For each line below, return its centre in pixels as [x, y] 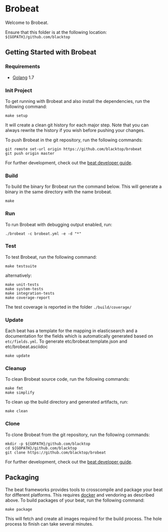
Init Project [19, 90]
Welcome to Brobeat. [27, 22]
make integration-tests [30, 293]
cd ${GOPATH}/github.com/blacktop [41, 448]
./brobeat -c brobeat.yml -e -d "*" [43, 234]
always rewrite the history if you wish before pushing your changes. [75, 130]
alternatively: [18, 275]
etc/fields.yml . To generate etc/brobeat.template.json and [66, 341]
